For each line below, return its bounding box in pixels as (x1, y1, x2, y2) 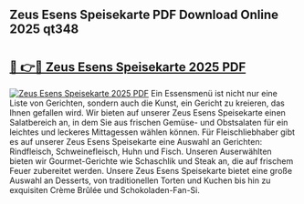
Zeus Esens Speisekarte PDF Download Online (9, 7, 279, 23)
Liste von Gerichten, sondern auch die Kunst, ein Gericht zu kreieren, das (9, 97, 285, 108)
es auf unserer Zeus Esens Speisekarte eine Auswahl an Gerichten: (9, 137, 263, 147)
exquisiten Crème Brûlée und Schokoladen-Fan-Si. (9, 185, 201, 195)
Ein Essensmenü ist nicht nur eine (150, 88, 278, 98)
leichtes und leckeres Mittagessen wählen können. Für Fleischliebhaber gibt (9, 127, 295, 138)
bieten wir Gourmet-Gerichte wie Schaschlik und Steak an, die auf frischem (9, 156, 294, 167)
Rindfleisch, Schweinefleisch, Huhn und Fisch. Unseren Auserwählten (9, 146, 272, 157)
